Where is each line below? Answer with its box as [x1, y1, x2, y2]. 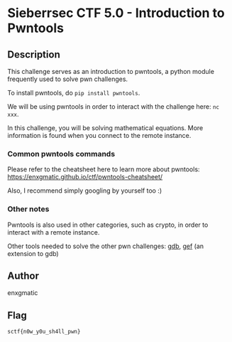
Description [7, 48, 60, 60]
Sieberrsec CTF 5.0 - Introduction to [7, 5, 225, 21]
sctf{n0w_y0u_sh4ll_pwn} [7, 328, 81, 336]
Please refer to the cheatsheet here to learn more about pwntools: [7, 165, 200, 173]
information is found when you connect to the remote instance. [7, 132, 192, 139]
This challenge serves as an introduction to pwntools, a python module [7, 68, 215, 75]
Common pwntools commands [7, 149, 116, 159]
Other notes [7, 204, 50, 214]
